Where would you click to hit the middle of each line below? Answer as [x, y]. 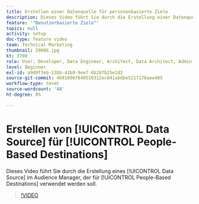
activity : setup [26, 34]
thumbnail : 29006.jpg [33, 51]
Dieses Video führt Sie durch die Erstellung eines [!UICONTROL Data [90, 171]
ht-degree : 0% [24, 95]
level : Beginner [26, 67]
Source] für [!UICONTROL [70, 142]
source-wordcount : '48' [36, 89]
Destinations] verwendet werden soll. [52, 183]
